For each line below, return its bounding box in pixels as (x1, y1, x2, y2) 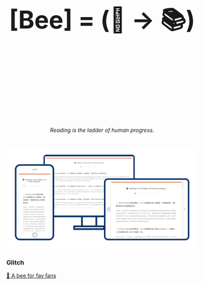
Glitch (6, 258, 24, 267)
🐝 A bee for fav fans (6, 272, 57, 279)
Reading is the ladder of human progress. (50, 126, 154, 134)
